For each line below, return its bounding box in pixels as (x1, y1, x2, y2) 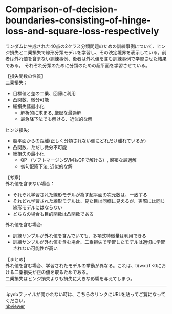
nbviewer (5, 303, 25, 309)
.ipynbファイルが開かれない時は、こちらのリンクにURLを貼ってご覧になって (5, 291, 166, 297)
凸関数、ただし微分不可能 (12, 144, 67, 150)
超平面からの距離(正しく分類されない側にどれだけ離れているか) (12, 137, 146, 144)
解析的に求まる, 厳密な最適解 (20, 109, 82, 116)
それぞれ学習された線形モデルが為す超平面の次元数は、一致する (12, 191, 147, 198)
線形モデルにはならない (12, 204, 62, 211)
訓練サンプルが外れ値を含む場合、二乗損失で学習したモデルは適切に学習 (12, 239, 165, 245)
